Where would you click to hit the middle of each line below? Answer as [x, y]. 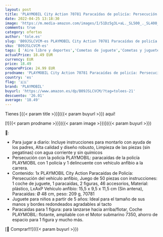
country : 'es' [19, 77]
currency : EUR [19, 59]
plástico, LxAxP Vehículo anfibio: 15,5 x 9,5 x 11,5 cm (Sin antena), [78, 189]
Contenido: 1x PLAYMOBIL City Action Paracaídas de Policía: [73, 173]
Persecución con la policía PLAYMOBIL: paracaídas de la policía [76, 158]
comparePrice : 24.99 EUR [30, 69]
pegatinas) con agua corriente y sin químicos [57, 153]
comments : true [20, 28]
